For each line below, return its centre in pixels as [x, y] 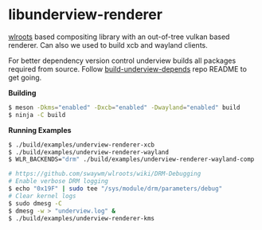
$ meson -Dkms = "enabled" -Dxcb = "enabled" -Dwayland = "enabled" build [124, 107]
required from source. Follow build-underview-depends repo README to [127, 68]
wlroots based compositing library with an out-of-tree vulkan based [119, 37]
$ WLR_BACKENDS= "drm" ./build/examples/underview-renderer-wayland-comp [131, 160]
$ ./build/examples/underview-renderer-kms [82, 218]
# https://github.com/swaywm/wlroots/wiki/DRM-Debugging [105, 174]
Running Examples [40, 130]
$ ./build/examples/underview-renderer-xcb [82, 145]
